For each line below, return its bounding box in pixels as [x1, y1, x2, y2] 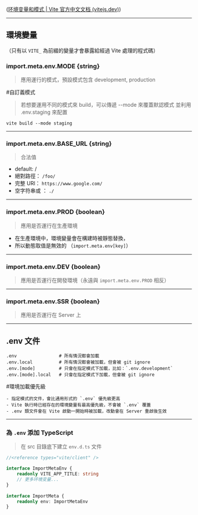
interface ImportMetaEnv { [6, 465, 72, 471]
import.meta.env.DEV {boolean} [6, 263, 101, 271]
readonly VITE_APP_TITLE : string [16, 471, 99, 477]
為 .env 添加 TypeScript [6, 429, 74, 437]
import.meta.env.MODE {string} [6, 62, 100, 70]
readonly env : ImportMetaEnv [16, 498, 88, 504]
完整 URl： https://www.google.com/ [14, 180, 103, 187]
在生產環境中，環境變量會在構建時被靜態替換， [14, 234, 128, 241]
